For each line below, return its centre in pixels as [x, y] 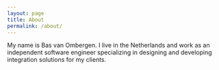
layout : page [26, 13]
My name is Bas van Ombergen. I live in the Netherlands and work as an [108, 46]
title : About [26, 20]
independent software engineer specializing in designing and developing [109, 52]
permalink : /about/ [35, 26]
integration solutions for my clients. [57, 60]
